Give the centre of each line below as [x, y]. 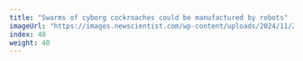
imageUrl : [28, 26]
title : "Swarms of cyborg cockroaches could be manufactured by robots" [149, 17]
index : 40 [28, 34]
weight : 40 [30, 43]
